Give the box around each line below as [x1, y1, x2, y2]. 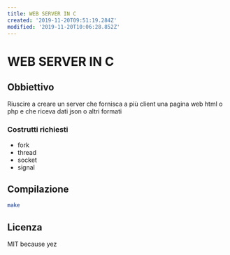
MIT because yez [7, 240, 57, 249]
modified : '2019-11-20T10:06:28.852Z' [7, 23, 120, 30]
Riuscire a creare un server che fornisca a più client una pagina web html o [7, 99, 223, 109]
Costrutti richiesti [7, 125, 69, 135]
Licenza [7, 221, 43, 233]
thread [17, 148, 37, 156]
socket [17, 156, 37, 164]
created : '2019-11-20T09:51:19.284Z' [7, 17, 117, 24]
